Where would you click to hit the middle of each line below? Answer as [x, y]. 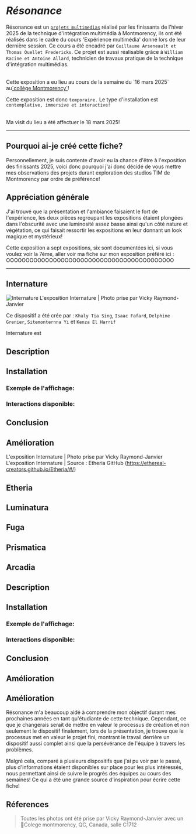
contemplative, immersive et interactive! [58, 105]
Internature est [24, 333]
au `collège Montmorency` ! [38, 88]
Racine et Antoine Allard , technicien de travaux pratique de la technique [95, 58]
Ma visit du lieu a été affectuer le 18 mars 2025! [63, 122]
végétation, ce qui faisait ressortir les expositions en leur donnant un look [94, 230]
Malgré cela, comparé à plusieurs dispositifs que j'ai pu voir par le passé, [94, 761]
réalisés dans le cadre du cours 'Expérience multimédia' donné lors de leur [96, 39]
